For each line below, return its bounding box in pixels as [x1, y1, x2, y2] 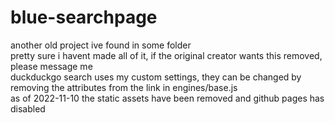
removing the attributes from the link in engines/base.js [10, 81, 238, 93]
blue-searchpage [10, 6, 158, 29]
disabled [10, 102, 46, 115]
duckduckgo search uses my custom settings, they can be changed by [10, 71, 302, 83]
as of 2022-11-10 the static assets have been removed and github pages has [10, 92, 325, 104]
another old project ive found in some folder [10, 39, 192, 51]
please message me [10, 60, 93, 72]
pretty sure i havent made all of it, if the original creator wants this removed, [10, 49, 323, 61]
